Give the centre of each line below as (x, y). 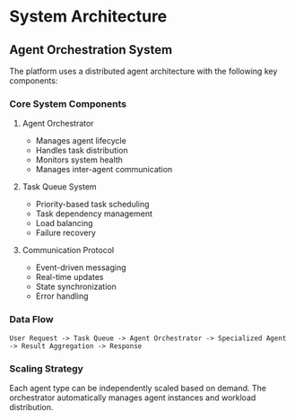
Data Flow (31, 319)
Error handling (62, 296)
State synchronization (76, 287)
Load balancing (64, 223)
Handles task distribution (82, 151)
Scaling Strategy (46, 368)
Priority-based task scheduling (92, 205)
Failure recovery (66, 233)
